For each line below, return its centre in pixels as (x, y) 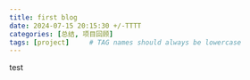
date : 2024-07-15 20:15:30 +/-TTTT (75, 26)
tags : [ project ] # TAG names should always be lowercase (125, 42)
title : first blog (43, 17)
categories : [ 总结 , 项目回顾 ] (61, 34)
